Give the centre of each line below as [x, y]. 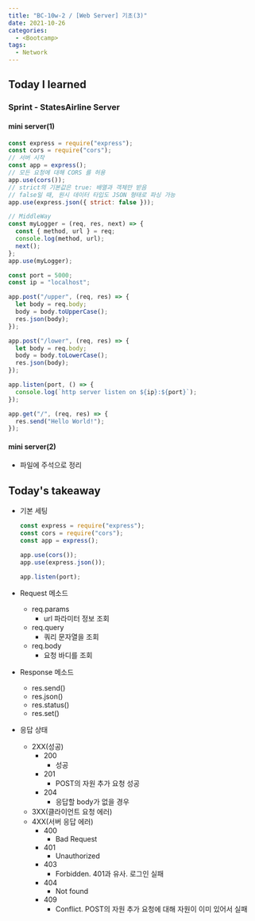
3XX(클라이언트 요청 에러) [72, 811]
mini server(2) [33, 447]
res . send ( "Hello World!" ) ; [60, 421]
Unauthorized [78, 856]
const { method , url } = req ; [65, 231]
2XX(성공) [48, 746]
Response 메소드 [46, 671]
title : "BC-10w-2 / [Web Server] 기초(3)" [78, 15]
